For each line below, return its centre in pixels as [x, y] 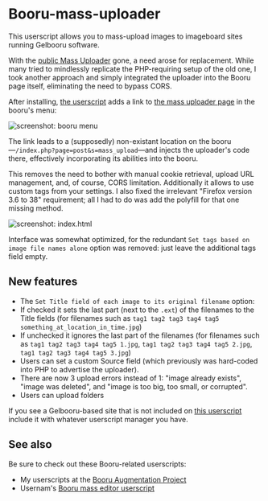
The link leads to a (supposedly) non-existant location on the [109, 141]
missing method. [36, 208]
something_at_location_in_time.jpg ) [81, 326]
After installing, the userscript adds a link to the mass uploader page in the [132, 101]
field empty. [28, 256]
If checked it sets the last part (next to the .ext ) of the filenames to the [137, 310]
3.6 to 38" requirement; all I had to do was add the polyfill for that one [124, 199]
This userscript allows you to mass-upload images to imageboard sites [126, 36]
